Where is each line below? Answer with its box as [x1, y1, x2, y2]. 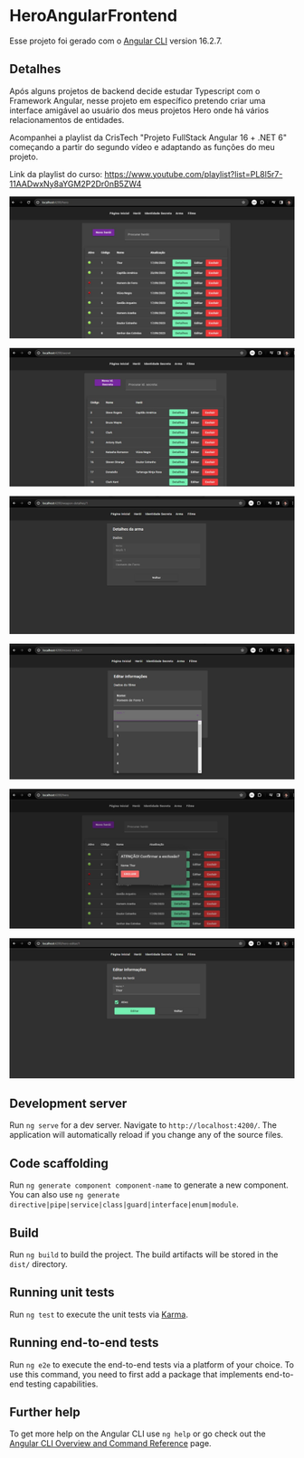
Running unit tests [9, 1285, 115, 1301]
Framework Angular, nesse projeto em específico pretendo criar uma [9, 95, 266, 106]
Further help [9, 1405, 81, 1420]
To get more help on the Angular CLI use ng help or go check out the [9, 1428, 266, 1439]
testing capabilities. [25, 1378, 99, 1389]
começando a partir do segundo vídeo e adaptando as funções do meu [9, 141, 275, 152]
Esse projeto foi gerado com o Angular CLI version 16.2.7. [9, 35, 223, 46]
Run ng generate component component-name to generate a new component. [9, 1179, 290, 1190]
